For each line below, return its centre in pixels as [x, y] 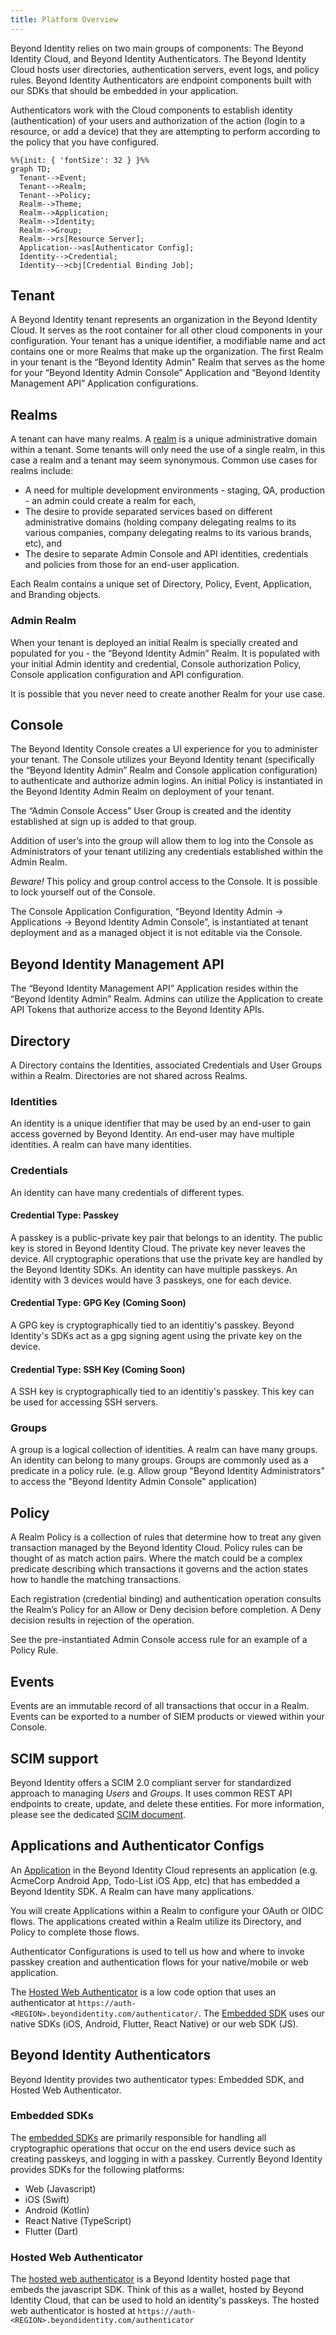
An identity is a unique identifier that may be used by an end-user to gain [161, 1123]
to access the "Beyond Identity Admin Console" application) [134, 1482]
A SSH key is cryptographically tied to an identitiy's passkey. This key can [162, 1392]
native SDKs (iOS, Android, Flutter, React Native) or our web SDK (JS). [154, 2023]
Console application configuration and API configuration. [127, 674]
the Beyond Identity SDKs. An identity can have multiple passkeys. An [154, 1269]
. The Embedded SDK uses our [261, 2013]
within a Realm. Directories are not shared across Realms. [129, 1075]
